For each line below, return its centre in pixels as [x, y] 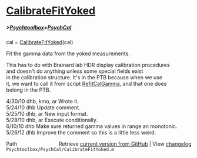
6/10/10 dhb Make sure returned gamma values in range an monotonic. [92, 126]
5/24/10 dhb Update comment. [43, 107]
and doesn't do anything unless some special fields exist [75, 71]
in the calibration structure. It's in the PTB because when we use [84, 78]
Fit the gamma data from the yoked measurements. [68, 53]
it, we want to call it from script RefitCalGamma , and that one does [86, 84]
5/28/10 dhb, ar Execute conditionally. [52, 120]
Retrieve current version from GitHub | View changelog [125, 144]
